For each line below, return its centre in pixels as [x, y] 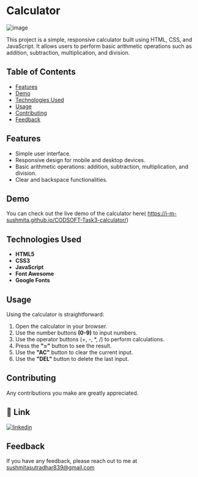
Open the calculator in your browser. [61, 326]
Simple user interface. [43, 153]
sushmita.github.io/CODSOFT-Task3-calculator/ [67, 220]
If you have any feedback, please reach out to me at [72, 461]
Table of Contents [41, 72]
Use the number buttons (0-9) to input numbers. [76, 333]
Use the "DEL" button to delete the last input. [72, 359]
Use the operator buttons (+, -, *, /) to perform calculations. [90, 339]
